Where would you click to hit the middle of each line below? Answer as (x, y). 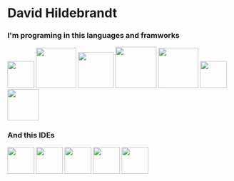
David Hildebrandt (62, 13)
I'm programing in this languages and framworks (93, 36)
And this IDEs (31, 135)
